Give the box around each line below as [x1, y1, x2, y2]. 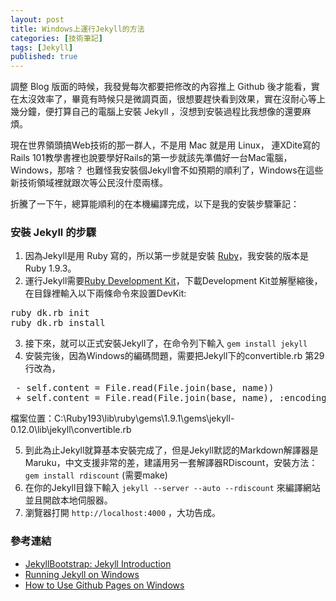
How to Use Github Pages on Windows [24, 579, 185, 591]
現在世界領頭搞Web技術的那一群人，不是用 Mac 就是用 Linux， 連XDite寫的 [10, 139, 321, 151]
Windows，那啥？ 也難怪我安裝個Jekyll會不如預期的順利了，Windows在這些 [10, 164, 324, 176]
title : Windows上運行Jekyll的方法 [10, 24, 145, 34]
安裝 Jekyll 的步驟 [10, 226, 97, 240]
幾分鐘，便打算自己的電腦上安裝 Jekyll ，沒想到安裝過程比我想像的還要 [10, 106, 303, 118]
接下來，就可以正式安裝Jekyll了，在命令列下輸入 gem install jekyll [24, 337, 308, 350]
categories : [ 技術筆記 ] [10, 33, 103, 43]
